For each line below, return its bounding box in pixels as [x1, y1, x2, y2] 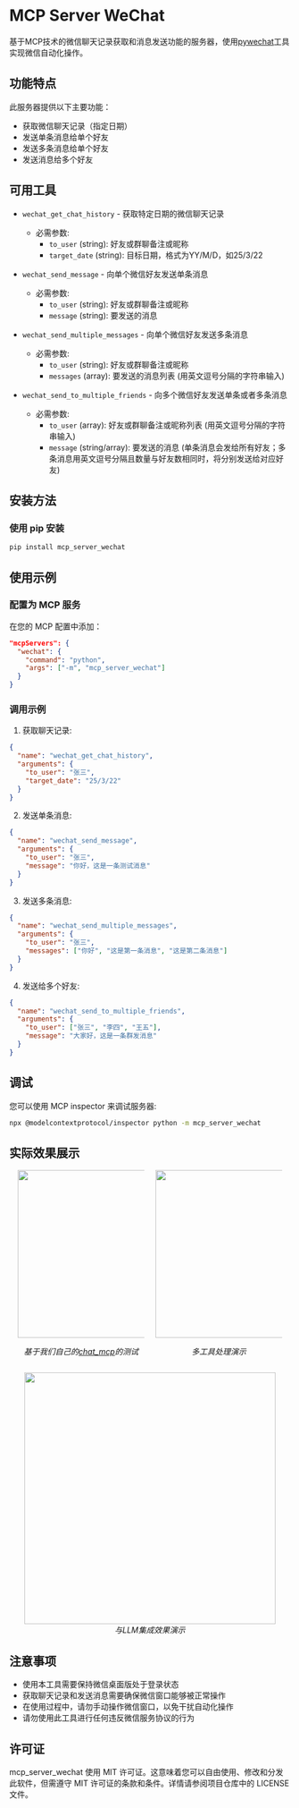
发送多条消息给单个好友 [21, 142, 109, 153]
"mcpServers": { [9, 639, 70, 648]
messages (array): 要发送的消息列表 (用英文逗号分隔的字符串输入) [48, 370, 286, 381]
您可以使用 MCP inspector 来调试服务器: [9, 1100, 157, 1111]
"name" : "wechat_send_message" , [17, 836, 138, 845]
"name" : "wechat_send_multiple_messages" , [17, 921, 178, 930]
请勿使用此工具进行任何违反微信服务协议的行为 [21, 1712, 195, 1723]
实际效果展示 [9, 1145, 80, 1160]
